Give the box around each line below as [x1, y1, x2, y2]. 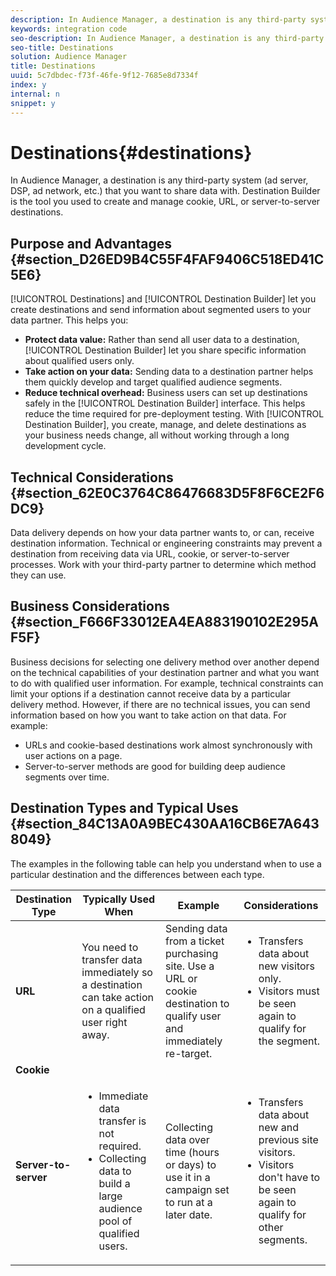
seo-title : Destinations [10, 42, 114, 53]
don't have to [258, 1170, 321, 1184]
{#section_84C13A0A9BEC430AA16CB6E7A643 [10, 816, 320, 833]
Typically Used [82, 892, 156, 906]
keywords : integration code [10, 24, 128, 34]
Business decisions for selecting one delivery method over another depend [10, 656, 320, 668]
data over [165, 1132, 210, 1146]
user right [81, 1015, 128, 1029]
